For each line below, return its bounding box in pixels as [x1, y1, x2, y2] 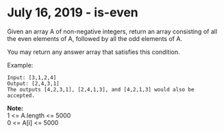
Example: [7, 61, 34, 69]
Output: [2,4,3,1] [7, 80, 60, 87]
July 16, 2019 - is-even [7, 5, 138, 20]
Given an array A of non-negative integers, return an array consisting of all [7, 27, 218, 35]
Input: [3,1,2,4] [7, 74, 57, 81]
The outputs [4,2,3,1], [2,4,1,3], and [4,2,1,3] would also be [7, 86, 195, 93]
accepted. [7, 92, 36, 99]
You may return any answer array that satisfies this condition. [7, 48, 180, 56]
